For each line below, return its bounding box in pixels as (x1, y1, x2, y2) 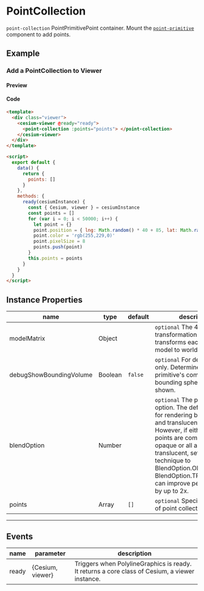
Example (6, 49, 40, 59)
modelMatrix (9, 334, 46, 343)
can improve (154, 479, 191, 488)
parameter (35, 549, 66, 558)
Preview (6, 81, 27, 89)
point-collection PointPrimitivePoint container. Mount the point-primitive (6, 24, 194, 32)
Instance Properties (6, 294, 83, 305)
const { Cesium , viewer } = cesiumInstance (28, 204, 140, 211)
